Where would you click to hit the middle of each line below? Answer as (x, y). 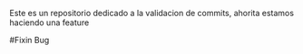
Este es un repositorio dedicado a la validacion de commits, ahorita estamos (152, 13)
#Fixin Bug (29, 40)
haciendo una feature (49, 22)
